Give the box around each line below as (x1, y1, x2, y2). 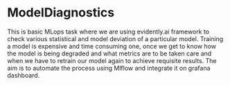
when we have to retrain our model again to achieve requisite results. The (7, 56, 217, 64)
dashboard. (7, 71, 40, 80)
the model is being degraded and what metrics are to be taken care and (7, 49, 212, 58)
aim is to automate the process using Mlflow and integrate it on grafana (7, 64, 211, 72)
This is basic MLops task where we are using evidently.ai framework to (7, 27, 210, 36)
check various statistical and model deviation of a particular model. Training (7, 34, 224, 42)
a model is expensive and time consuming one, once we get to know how (7, 42, 217, 50)
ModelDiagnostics (7, 5, 115, 21)
